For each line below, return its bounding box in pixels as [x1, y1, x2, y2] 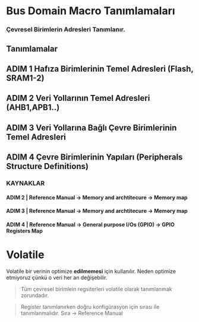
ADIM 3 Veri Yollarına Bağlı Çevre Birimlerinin [6, 123, 177, 133]
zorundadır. [20, 292, 49, 299]
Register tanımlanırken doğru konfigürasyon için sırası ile [20, 303, 160, 310]
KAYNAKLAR [6, 179, 45, 187]
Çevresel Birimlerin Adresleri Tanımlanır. [6, 25, 126, 34]
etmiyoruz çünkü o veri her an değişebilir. [6, 274, 108, 281]
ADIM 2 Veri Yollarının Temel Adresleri [6, 93, 150, 103]
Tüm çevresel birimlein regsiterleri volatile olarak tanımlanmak [20, 285, 172, 292]
